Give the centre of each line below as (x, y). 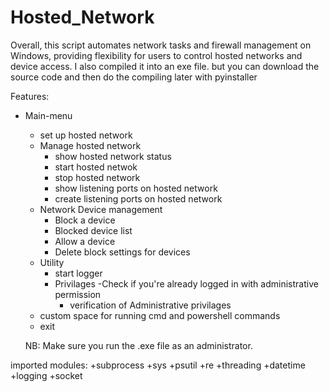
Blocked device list (93, 230)
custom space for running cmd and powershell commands (160, 315)
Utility (52, 262)
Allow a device (85, 241)
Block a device (85, 220)
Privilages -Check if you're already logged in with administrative (186, 283)
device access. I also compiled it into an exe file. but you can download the (165, 66)
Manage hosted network (90, 145)
